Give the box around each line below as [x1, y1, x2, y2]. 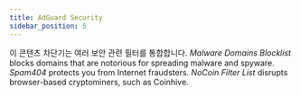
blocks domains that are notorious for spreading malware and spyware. [9, 57, 275, 68]
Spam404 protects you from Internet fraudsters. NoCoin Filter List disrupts [9, 66, 288, 77]
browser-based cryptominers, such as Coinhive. [9, 76, 189, 87]
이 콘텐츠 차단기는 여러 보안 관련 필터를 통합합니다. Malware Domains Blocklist [9, 47, 292, 58]
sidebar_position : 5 [9, 22, 88, 31]
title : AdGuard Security [9, 13, 103, 22]
